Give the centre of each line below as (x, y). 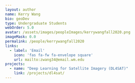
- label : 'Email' (27, 50)
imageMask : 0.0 (21, 37)
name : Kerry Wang (23, 14)
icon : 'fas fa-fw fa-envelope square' (54, 55)
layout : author (21, 10)
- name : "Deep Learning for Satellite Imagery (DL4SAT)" (69, 69)
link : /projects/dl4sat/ (39, 73)
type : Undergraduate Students (36, 23)
